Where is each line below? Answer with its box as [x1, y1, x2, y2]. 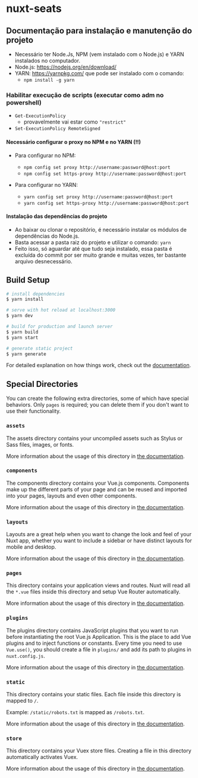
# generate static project [6, 345, 73, 351]
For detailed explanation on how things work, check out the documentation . [6, 362, 191, 369]
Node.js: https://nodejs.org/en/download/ [14, 63, 117, 70]
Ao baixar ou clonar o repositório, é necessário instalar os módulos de [14, 226, 187, 233]
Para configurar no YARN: [14, 181, 78, 188]
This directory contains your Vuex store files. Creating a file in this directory [6, 747, 191, 754]
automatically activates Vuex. [6, 754, 78, 761]
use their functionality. [6, 408, 61, 415]
